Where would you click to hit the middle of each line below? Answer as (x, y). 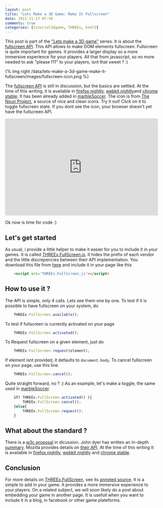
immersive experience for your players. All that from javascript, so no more (80, 57)
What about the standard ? (46, 431)
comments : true (20, 23)
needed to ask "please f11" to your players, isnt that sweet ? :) (67, 62)
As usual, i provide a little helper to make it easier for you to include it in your (81, 249)
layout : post (18, 9)
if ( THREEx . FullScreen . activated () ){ (53, 398)
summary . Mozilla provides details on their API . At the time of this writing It (80, 447)
